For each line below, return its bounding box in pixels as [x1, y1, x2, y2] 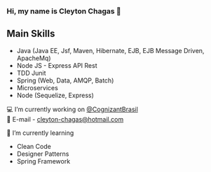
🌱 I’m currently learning [6, 129, 74, 137]
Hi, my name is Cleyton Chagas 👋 [6, 6, 121, 16]
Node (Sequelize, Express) [16, 91, 94, 99]
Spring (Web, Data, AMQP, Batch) [16, 76, 114, 85]
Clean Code [16, 142, 52, 150]
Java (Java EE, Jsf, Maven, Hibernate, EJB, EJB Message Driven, [16, 46, 205, 55]
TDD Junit [16, 69, 46, 77]
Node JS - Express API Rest [16, 61, 97, 69]
